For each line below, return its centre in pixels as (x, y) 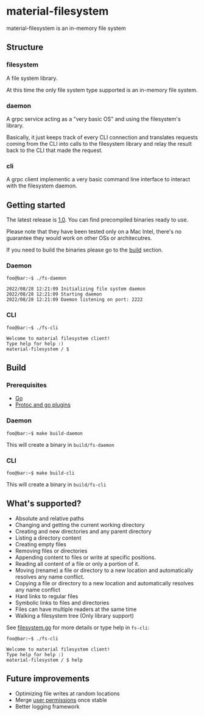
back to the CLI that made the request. (55, 150)
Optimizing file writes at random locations (67, 693)
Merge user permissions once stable (61, 700)
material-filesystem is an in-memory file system (66, 28)
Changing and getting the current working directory (80, 525)
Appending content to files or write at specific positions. (86, 557)
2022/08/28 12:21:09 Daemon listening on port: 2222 (75, 300)
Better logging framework (47, 706)
